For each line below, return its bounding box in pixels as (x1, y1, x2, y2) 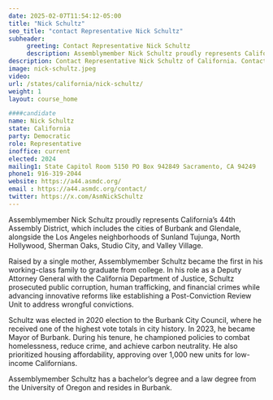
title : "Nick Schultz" (8, 19, 85, 28)
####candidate (8, 110, 57, 118)
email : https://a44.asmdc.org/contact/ (8, 185, 148, 193)
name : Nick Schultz (8, 117, 75, 126)
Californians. (35, 358, 78, 368)
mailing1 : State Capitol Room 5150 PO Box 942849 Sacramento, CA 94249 (8, 162, 256, 170)
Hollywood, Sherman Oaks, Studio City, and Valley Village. (8, 240, 204, 250)
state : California (8, 125, 71, 133)
